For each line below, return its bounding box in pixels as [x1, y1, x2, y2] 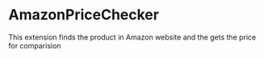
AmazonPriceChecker [8, 6, 160, 24]
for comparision [8, 40, 61, 50]
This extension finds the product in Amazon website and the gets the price [8, 32, 257, 42]
